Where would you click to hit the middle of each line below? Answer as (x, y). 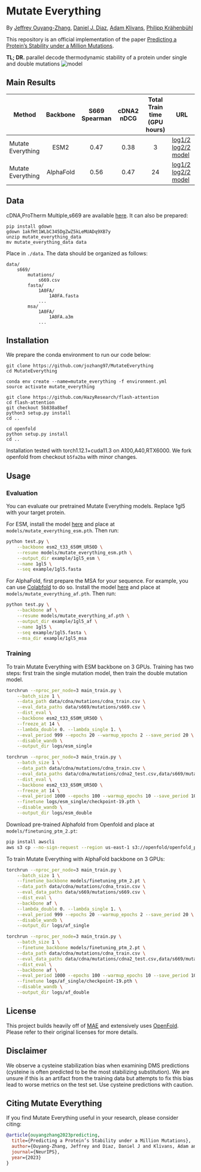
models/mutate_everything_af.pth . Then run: (61, 594)
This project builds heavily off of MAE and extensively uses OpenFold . (92, 1025)
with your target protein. (36, 512)
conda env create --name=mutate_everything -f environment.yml (87, 382)
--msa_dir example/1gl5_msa (52, 638)
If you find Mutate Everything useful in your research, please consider (92, 1118)
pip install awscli (31, 842)
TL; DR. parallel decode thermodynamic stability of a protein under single (97, 57)
